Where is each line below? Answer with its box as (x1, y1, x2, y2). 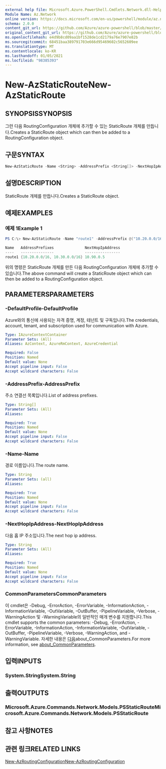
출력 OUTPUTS (5, 689, 49, 697)
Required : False (5, 350, 39, 356)
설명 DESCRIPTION (5, 179, 62, 187)
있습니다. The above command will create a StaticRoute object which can (5, 270, 152, 276)
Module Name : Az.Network (5, 12, 56, 17)
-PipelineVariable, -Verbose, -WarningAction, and (27, 630, 127, 636)
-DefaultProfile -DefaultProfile (5, 305, 78, 312)
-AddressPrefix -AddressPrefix (5, 380, 80, 387)
